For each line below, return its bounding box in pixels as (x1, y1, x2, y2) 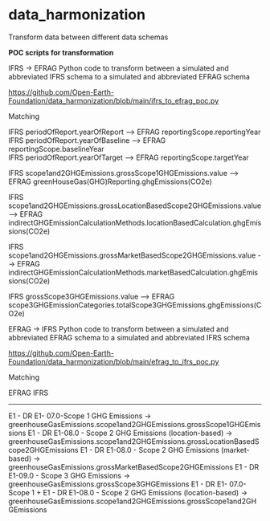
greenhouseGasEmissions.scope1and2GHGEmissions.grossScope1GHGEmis (8, 419, 261, 429)
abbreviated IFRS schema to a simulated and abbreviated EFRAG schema (8, 71, 251, 81)
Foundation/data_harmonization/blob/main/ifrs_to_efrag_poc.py (8, 96, 219, 105)
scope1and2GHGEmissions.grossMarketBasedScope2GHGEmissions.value (8, 250, 256, 260)
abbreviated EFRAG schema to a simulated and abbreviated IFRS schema (8, 332, 251, 342)
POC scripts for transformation (8, 47, 114, 57)
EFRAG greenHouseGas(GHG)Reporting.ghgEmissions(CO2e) (8, 177, 213, 186)
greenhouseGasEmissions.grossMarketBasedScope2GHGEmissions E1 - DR (8, 462, 260, 471)
